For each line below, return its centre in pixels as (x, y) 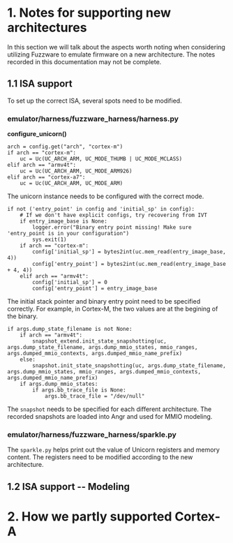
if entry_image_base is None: (64, 221)
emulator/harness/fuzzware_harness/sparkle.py (92, 434)
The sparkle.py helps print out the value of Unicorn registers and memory (113, 450)
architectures (47, 28)
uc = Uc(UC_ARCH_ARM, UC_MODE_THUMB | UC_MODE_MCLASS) (101, 159)
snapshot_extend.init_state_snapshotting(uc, (100, 341)
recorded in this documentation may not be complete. (84, 61)
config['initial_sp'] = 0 (70, 283)
